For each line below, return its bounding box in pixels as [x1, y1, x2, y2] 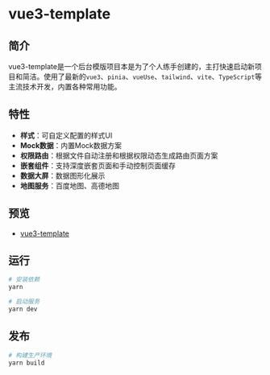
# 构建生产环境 [8, 351, 52, 359]
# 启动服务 [8, 298, 40, 306]
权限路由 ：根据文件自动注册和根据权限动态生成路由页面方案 [19, 150, 218, 160]
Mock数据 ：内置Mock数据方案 [19, 140, 123, 150]
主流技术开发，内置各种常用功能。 [8, 82, 122, 91]
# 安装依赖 [8, 275, 40, 284]
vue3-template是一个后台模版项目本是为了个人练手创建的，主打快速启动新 [8, 62, 255, 71]
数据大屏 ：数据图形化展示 [19, 171, 106, 180]
